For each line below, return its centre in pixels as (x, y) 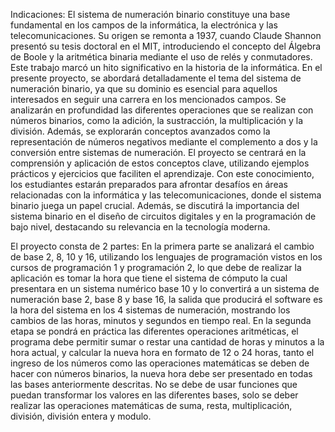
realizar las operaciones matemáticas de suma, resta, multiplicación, (151, 405)
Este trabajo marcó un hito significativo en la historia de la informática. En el (166, 67)
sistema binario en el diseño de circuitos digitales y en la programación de (163, 216)
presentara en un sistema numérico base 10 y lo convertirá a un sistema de (165, 288)
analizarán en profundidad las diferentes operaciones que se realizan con (162, 110)
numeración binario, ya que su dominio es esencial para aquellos (144, 88)
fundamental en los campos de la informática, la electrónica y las (144, 25)
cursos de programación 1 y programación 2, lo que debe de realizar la (156, 267)
